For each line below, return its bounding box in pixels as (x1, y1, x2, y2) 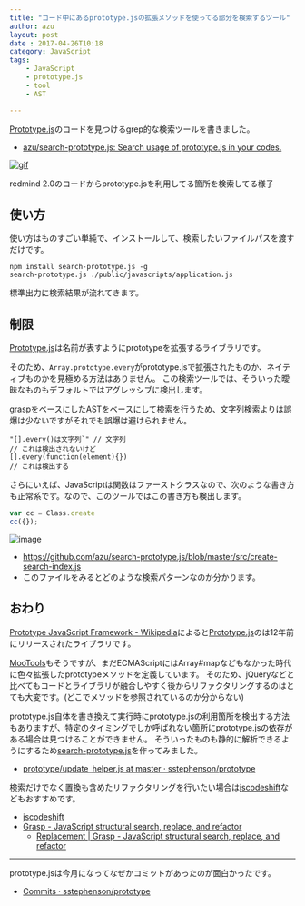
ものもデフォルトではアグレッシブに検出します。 (25, 384, 207, 395)
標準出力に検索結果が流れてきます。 (9, 287, 143, 298)
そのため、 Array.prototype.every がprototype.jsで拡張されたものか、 (9, 362, 268, 373)
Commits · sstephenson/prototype (22, 885, 152, 896)
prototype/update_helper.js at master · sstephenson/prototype (22, 762, 256, 773)
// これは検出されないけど (9, 444, 97, 454)
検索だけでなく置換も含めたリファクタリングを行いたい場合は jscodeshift (9, 782, 281, 792)
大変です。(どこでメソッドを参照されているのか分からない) (25, 692, 245, 702)
